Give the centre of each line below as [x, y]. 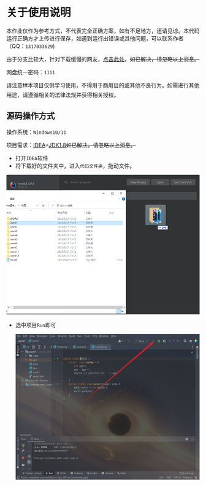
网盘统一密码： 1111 [31, 72]
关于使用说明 [39, 13]
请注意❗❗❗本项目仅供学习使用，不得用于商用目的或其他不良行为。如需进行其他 [103, 85]
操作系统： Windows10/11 [36, 132]
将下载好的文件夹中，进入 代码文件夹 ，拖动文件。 [75, 166]
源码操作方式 [31, 116]
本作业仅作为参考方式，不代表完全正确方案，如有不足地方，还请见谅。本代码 [103, 31]
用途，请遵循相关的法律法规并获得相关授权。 [63, 94]
